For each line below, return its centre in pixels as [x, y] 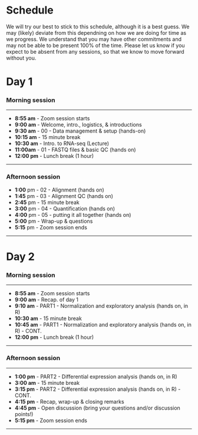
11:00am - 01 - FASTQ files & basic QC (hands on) [75, 150]
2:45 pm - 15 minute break [47, 202]
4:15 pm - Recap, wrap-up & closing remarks [70, 401]
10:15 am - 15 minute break [47, 137]
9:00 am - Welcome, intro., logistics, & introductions [78, 125]
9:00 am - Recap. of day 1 [46, 300]
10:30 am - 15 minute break [48, 318]
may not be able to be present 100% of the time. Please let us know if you [95, 45]
